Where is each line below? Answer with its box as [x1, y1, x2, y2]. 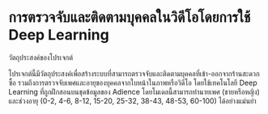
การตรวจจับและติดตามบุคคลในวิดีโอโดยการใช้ [8, 8, 251, 27]
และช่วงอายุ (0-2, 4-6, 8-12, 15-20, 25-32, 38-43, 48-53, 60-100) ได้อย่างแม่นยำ [8, 95, 257, 105]
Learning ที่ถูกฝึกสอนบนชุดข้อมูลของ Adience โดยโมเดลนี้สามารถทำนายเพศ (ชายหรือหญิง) [8, 87, 261, 96]
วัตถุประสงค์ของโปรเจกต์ [8, 53, 74, 62]
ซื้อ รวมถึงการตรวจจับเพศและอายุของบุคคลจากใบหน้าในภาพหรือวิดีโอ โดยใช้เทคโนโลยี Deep [8, 78, 257, 87]
